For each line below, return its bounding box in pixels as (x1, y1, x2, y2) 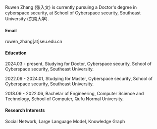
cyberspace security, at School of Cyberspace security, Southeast (5, 10, 141, 16)
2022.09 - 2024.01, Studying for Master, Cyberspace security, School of (5, 76, 153, 82)
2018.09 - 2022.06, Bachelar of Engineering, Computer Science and (5, 91, 144, 97)
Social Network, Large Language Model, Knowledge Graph (5, 118, 125, 124)
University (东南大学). (5, 16, 49, 21)
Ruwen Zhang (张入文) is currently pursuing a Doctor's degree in (5, 4, 137, 10)
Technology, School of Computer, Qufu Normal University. (5, 96, 124, 102)
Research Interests (5, 107, 45, 113)
